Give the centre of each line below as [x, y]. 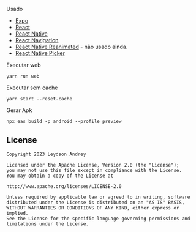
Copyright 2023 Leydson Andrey [46, 154]
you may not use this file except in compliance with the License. [94, 170]
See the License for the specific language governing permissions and [98, 219]
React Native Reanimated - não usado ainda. [71, 47]
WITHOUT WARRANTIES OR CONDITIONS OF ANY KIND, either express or [93, 208]
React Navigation [37, 40]
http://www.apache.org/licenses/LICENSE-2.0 [64, 186]
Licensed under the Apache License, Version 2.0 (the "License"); [93, 165]
